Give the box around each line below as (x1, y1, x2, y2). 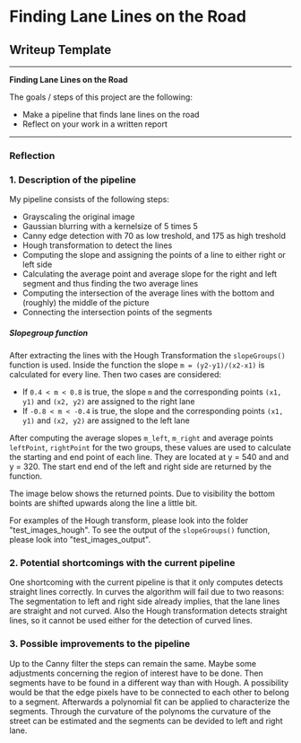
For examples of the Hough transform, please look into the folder (9, 515, 249, 526)
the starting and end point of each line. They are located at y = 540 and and (9, 452, 289, 463)
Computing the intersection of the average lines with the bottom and (21, 287, 275, 298)
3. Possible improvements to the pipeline (9, 638, 191, 650)
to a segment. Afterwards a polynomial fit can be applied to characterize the (9, 696, 290, 707)
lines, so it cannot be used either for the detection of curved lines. (9, 615, 253, 626)
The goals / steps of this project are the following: (9, 92, 193, 102)
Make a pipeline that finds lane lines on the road (21, 110, 200, 119)
